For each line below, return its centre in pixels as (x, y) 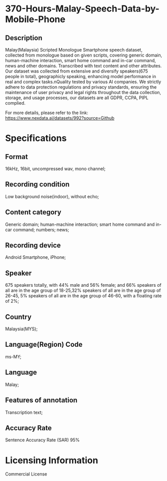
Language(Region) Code (44, 345)
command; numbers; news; (41, 229)
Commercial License (26, 474)
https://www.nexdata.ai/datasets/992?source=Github (60, 118)
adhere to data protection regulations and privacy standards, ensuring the (81, 87)
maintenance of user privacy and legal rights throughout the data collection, (83, 92)
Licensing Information (52, 460)
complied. (15, 103)
